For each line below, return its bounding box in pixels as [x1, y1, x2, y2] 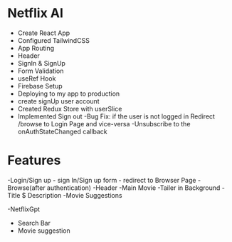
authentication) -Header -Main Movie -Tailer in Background [46, 183, 221, 192]
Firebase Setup [17, 81, 63, 90]
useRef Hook [17, 74, 56, 83]
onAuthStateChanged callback [17, 127, 108, 136]
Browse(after [7, 183, 46, 192]
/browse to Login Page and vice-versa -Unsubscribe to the [17, 119, 191, 128]
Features [7, 152, 61, 168]
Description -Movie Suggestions [27, 191, 122, 199]
